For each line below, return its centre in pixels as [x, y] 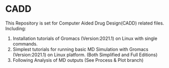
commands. [25, 43]
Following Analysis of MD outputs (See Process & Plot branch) [78, 60]
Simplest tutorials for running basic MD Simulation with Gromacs [80, 49]
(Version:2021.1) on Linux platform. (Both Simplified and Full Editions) [85, 55]
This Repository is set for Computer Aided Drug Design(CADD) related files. [85, 23]
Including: [16, 28]
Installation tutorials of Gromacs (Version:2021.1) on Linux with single [85, 38]
